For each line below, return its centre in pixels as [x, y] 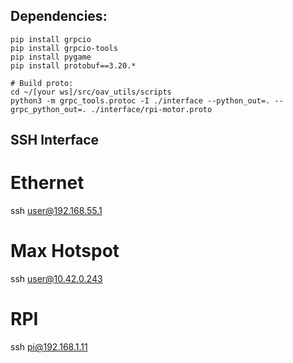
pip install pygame [51, 57]
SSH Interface [55, 140]
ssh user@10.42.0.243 [56, 279]
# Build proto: [42, 83]
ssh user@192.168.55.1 [56, 211]
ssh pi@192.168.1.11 [49, 347]
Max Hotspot [65, 251]
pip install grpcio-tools [64, 48]
